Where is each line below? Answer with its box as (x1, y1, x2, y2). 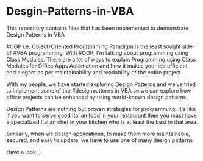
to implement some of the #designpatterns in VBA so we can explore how (6, 87, 191, 94)
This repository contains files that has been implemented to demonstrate (6, 24, 189, 32)
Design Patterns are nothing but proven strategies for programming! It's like (6, 105, 196, 112)
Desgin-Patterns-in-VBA (6, 4, 134, 18)
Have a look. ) (6, 148, 41, 156)
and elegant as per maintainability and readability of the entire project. (6, 68, 183, 76)
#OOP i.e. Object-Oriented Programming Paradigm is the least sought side (6, 43, 193, 50)
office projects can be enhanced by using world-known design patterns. (6, 93, 188, 101)
